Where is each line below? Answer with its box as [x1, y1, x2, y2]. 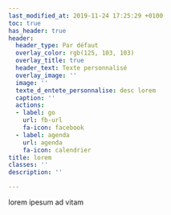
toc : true [8, 19, 42, 27]
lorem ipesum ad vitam [8, 197, 84, 207]
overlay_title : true [15, 57, 84, 65]
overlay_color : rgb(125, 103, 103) [15, 49, 135, 57]
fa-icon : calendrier [22, 146, 92, 154]
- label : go [15, 109, 56, 117]
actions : [15, 101, 45, 109]
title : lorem [8, 153, 52, 161]
